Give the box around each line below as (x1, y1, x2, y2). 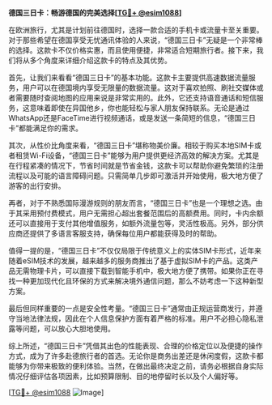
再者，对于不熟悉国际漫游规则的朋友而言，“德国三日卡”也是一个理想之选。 (8, 198, 257, 207)
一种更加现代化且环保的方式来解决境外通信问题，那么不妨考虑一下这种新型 (15, 276, 264, 286)
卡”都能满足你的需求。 (8, 123, 83, 133)
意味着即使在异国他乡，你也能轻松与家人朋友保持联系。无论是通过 (29, 103, 249, 113)
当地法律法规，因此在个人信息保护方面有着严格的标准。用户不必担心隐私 (15, 313, 257, 323)
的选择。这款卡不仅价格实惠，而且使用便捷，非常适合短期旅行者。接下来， (8, 45, 257, 55)
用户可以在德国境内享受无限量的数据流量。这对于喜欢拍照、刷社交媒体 (22, 83, 257, 92)
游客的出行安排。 (8, 181, 66, 190)
